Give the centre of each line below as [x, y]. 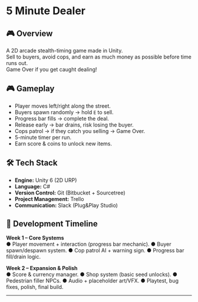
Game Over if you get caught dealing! [52, 69]
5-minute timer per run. [43, 137]
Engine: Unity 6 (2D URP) [46, 180]
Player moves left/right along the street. [62, 106]
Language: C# [32, 186]
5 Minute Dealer [46, 11]
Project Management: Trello [49, 199]
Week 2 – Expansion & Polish [42, 268]
